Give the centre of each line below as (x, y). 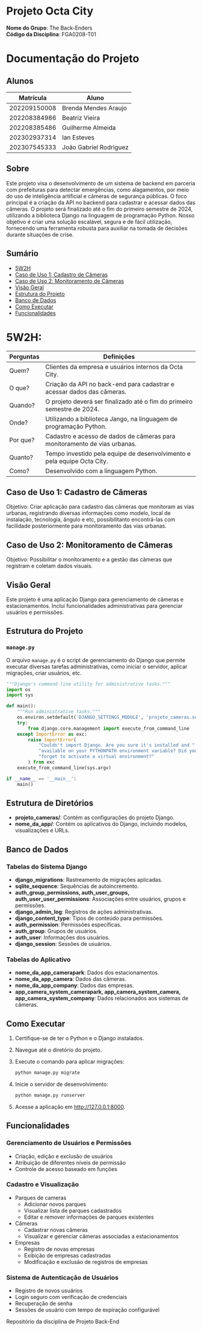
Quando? (22, 405)
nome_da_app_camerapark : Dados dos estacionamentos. (87, 972)
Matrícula (33, 98)
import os (19, 689)
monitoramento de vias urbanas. (91, 444)
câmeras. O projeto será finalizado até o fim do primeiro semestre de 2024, (99, 209)
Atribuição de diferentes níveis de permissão (70, 1163)
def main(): (21, 706)
